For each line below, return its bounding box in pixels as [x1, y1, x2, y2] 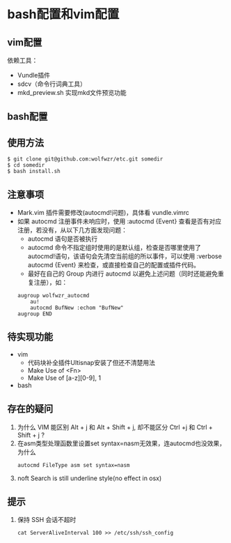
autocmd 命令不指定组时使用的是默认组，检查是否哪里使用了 [27, 244, 202, 252]
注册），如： [33, 278, 68, 287]
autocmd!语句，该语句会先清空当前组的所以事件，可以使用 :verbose [27, 252, 223, 260]
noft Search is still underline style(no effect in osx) [17, 474, 162, 482]
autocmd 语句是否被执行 [27, 235, 98, 243]
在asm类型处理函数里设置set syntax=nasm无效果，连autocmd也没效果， [17, 439, 226, 447]
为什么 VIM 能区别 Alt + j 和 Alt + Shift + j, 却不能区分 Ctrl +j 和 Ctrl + [17, 423, 214, 431]
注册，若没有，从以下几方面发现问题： [17, 226, 127, 235]
